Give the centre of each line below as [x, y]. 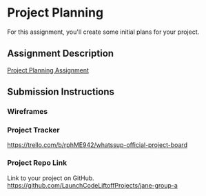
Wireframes [28, 112]
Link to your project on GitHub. [51, 178]
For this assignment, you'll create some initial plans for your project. [103, 32]
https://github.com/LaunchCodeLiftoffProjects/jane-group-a [92, 185]
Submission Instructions [61, 92]
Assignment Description [61, 53]
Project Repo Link [37, 163]
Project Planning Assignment [48, 70]
